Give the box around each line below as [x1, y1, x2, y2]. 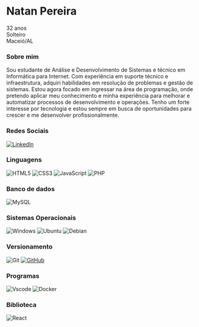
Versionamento [6, 243, 53, 251]
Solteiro [6, 30, 26, 38]
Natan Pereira [6, 4, 77, 18]
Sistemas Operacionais [6, 214, 76, 222]
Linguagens [6, 156, 42, 164]
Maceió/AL [6, 37, 33, 44]
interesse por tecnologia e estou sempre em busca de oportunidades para [6, 105, 192, 112]
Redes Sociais [6, 126, 49, 135]
